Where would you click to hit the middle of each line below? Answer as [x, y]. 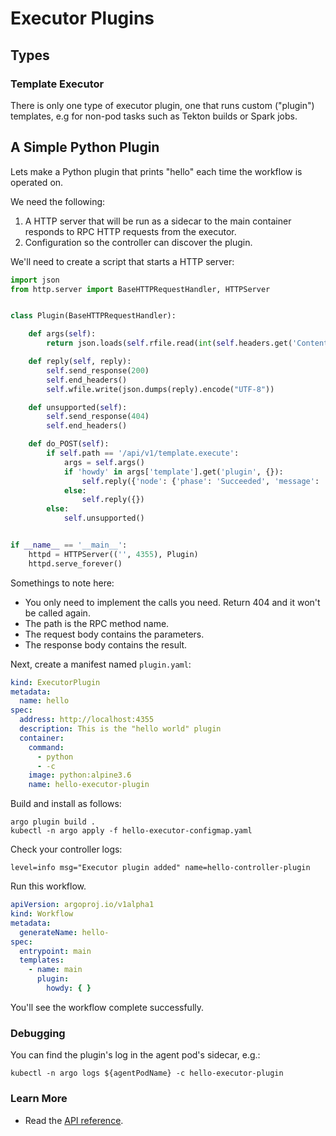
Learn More [39, 1099]
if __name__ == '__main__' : [69, 545]
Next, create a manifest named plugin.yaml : [101, 664]
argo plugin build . [53, 822]
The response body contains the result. [106, 644]
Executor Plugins [82, 18]
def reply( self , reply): [80, 362]
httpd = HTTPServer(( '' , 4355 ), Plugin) [113, 554]
